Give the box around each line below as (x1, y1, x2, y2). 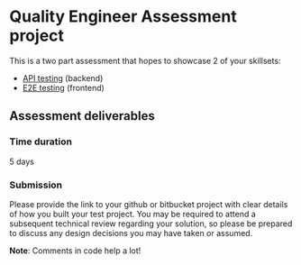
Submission (9, 178, 63, 191)
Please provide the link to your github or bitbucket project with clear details (9, 198, 288, 209)
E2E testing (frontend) (22, 82, 105, 93)
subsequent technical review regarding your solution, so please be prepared (9, 218, 293, 229)
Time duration (9, 135, 72, 148)
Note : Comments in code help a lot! (9, 245, 141, 256)
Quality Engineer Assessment (9, 6, 237, 27)
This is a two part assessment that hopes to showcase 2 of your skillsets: (9, 55, 281, 66)
